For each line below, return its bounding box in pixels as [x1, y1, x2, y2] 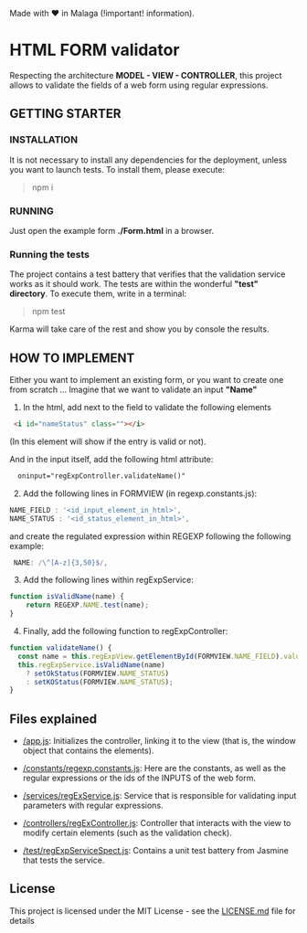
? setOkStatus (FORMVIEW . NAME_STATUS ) [26, 669, 170, 678]
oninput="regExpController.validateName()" [17, 471, 185, 481]
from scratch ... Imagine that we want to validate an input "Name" [9, 384, 258, 396]
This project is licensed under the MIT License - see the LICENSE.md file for [9, 905, 296, 917]
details [9, 915, 35, 926]
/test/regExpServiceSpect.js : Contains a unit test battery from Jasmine [22, 845, 290, 856]
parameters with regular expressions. [22, 800, 164, 811]
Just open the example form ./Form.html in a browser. [9, 225, 215, 236]
